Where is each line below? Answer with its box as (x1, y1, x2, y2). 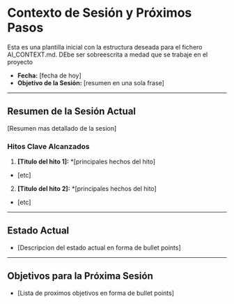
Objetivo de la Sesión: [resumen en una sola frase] (17, 78, 165, 87)
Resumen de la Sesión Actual (7, 106, 136, 117)
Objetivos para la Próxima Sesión (7, 270, 153, 282)
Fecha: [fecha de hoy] (17, 71, 81, 80)
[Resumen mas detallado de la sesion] (7, 124, 117, 132)
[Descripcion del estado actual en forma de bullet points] (17, 243, 181, 252)
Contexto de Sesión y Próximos (7, 5, 192, 21)
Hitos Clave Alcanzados (7, 141, 90, 151)
